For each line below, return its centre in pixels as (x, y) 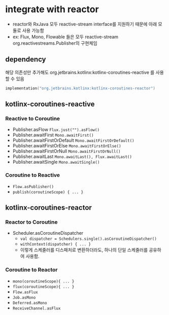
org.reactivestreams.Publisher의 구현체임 (55, 43)
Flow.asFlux (25, 292)
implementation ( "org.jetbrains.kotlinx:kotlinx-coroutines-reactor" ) (80, 88)
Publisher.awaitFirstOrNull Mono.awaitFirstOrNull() (66, 151)
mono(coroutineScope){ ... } (43, 281)
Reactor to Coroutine (31, 222)
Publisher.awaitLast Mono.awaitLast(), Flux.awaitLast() (72, 156)
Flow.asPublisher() (33, 186)
